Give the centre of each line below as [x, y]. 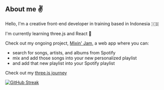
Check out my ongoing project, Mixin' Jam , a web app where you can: [77, 43]
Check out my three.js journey [36, 73]
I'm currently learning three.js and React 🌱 [49, 33]
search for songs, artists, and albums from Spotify [64, 52]
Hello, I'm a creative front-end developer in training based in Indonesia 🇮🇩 [82, 23]
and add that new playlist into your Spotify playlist [64, 63]
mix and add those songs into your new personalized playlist [75, 58]
